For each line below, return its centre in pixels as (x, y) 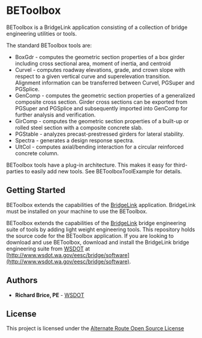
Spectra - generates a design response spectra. (74, 140)
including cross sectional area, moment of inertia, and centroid (93, 63)
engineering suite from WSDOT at (48, 249)
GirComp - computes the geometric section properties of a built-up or (102, 121)
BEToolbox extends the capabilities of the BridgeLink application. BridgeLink (101, 205)
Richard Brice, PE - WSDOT (49, 295)
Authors (22, 280)
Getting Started (36, 190)
